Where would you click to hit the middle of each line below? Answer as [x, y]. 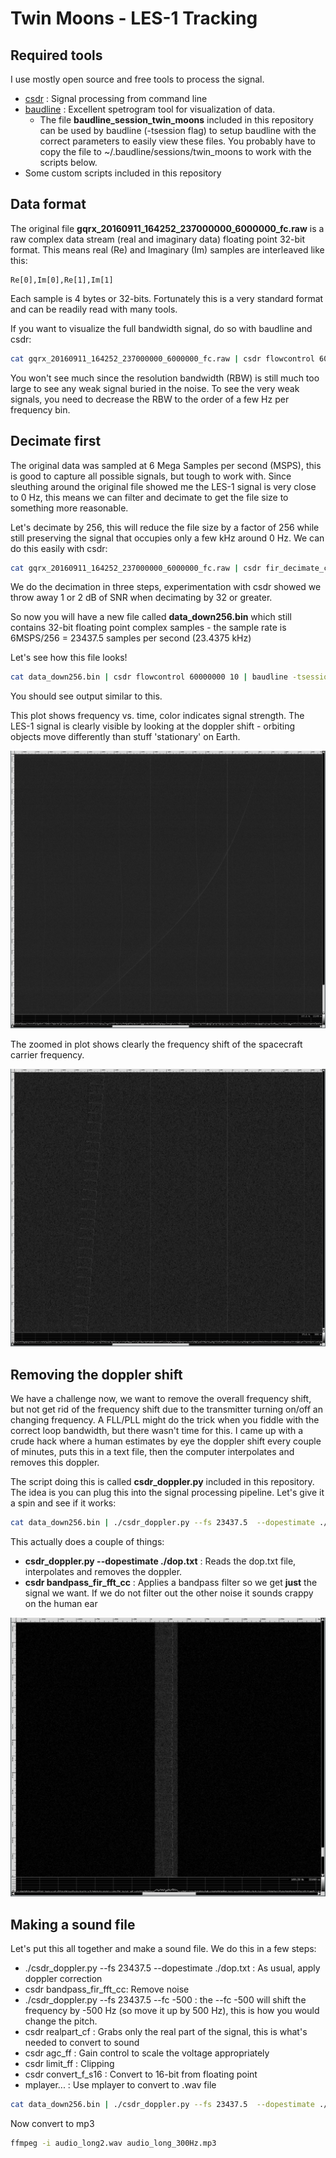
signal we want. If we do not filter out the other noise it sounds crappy [169, 1593]
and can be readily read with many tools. [94, 309]
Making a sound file [73, 1924]
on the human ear [61, 1603]
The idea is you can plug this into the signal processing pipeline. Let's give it [167, 1492]
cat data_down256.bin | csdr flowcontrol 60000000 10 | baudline [149, 677]
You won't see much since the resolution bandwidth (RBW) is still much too [165, 378]
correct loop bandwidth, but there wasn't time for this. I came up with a [157, 1430]
